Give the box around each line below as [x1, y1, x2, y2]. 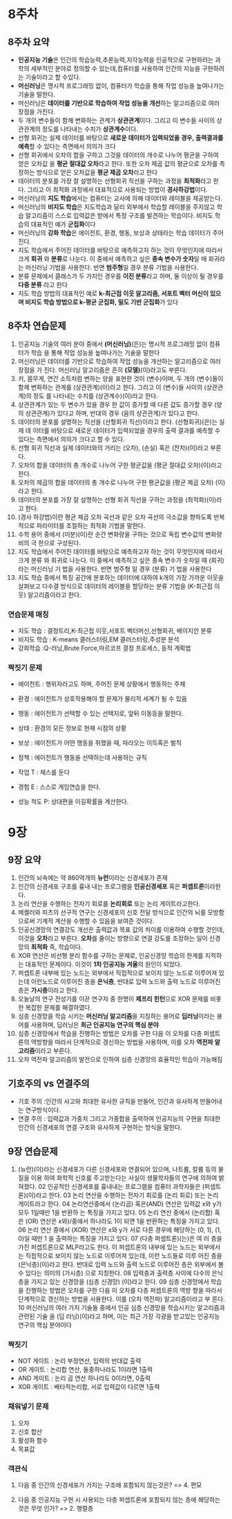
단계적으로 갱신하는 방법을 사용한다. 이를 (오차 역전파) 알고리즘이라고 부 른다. [17, 1295, 225, 1303]
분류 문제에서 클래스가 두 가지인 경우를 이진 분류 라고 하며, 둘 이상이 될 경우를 [17, 272, 224, 280]
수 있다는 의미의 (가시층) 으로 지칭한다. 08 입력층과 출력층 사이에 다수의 [17, 1269, 211, 1277]
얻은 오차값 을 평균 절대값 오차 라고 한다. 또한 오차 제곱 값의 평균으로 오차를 [17, 160, 218, 167]
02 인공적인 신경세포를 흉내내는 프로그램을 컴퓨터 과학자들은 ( [38, 1183, 205, 1191]
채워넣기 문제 [8, 1402, 49, 1412]
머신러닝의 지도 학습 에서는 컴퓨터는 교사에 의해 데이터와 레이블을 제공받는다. [17, 194, 223, 202]
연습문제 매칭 [8, 610, 49, 619]
